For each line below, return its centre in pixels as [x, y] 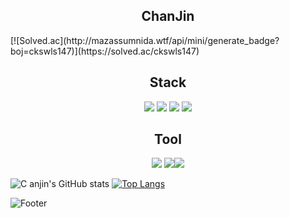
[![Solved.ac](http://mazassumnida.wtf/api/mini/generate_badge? [145, 40]
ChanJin [168, 16]
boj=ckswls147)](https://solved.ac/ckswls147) [105, 51]
